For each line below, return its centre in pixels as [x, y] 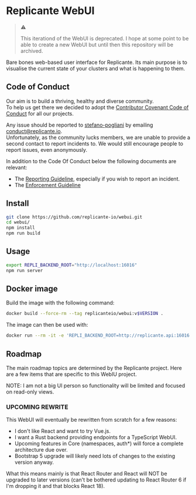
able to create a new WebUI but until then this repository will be [97, 45]
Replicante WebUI [50, 11]
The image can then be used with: [47, 325]
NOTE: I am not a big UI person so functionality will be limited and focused [96, 386]
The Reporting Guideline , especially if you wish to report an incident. [97, 179]
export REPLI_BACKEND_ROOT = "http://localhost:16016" [72, 265]
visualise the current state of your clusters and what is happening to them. [96, 68]
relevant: [17, 167]
